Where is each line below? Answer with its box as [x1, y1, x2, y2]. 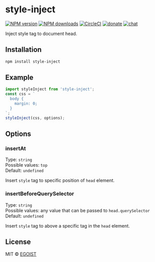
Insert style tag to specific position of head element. [5, 177, 115, 184]
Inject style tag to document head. [5, 30, 77, 36]
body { [10, 96, 24, 102]
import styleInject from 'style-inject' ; [5, 87, 95, 92]
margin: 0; [14, 101, 38, 106]
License [5, 237, 31, 246]
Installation [5, 45, 42, 54]
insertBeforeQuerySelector [5, 190, 74, 197]
